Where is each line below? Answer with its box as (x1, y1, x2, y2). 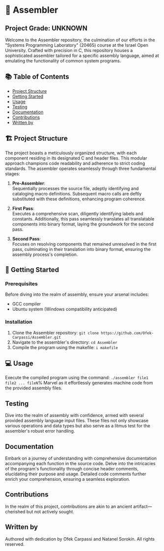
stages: (5, 170, 21, 176)
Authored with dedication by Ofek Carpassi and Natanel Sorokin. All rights (5, 536, 155, 542)
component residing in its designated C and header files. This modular (5, 155, 147, 161)
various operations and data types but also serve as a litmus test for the (5, 423, 151, 429)
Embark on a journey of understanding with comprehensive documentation (5, 455, 157, 461)
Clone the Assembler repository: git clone (12, 330, 99, 335)
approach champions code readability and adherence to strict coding (5, 160, 145, 166)
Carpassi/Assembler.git (12, 335, 61, 340)
